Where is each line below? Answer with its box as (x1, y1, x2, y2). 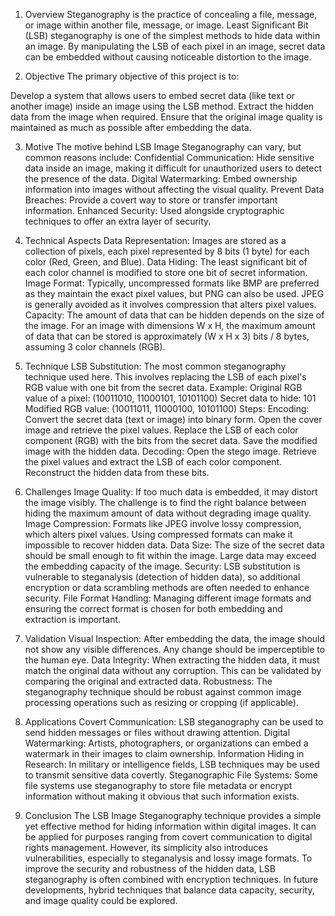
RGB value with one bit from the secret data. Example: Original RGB (24, 382, 303, 393)
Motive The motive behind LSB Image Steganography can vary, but (24, 141, 302, 153)
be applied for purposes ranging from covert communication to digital (24, 831, 313, 843)
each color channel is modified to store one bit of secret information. (24, 267, 308, 278)
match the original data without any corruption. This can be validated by (24, 665, 322, 676)
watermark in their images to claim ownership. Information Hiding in (24, 748, 305, 759)
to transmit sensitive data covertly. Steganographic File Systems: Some (24, 769, 318, 781)
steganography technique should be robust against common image (24, 686, 302, 698)
